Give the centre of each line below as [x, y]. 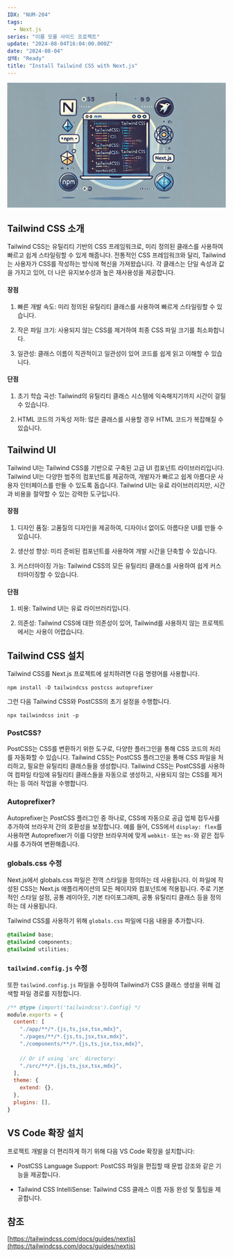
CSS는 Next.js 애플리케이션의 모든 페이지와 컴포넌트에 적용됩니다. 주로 [115, 888]
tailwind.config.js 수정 [48, 969]
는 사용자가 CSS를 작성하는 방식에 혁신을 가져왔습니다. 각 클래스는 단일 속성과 [112, 264]
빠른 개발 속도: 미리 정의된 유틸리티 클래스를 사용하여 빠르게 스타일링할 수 [116, 306]
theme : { [26, 1081]
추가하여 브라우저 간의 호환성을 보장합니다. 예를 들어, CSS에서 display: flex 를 [115, 826]
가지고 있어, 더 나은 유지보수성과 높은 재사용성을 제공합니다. [95, 272]
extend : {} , [37, 1088]
